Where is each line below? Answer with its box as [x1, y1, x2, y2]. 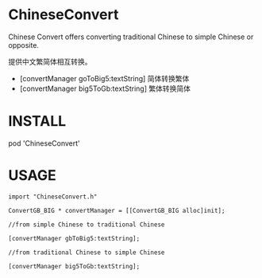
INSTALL [8, 112, 67, 131]
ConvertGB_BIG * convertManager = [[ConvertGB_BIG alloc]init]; [8, 206, 225, 214]
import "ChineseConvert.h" [8, 193, 98, 201]
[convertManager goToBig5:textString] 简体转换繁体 [19, 73, 190, 83]
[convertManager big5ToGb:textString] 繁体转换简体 [19, 84, 191, 93]
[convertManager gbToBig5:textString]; [8, 234, 141, 242]
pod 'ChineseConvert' [8, 138, 81, 148]
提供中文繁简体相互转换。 [8, 57, 92, 66]
